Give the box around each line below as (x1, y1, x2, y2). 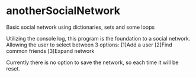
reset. (6, 65, 21, 72)
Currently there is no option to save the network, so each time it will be (6, 59, 179, 66)
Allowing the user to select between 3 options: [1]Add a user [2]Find (6, 41, 173, 48)
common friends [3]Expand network (6, 47, 95, 54)
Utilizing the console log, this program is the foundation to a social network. (6, 35, 191, 42)
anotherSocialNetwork (6, 4, 120, 18)
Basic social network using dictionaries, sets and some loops (6, 24, 155, 31)
